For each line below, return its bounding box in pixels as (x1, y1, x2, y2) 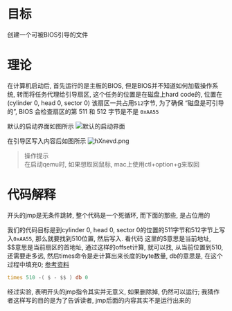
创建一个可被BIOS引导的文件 (7, 30, 89, 39)
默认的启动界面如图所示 (7, 122, 74, 130)
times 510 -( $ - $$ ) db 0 (7, 274, 89, 281)
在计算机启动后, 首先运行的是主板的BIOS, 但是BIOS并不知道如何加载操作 (7, 81, 213, 90)
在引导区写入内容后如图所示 (7, 136, 87, 145)
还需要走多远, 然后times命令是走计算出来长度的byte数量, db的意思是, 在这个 (7, 252, 223, 260)
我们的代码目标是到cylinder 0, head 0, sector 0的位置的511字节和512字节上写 (7, 225, 226, 234)
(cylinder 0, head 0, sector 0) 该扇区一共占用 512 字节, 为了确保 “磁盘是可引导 (7, 98, 224, 107)
